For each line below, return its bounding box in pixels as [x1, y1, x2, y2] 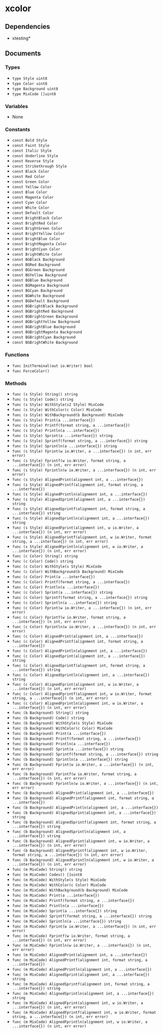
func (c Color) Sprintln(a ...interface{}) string [12, 600, 117, 605]
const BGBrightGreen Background [12, 314, 78, 319]
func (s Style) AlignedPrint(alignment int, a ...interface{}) [12, 477, 144, 482]
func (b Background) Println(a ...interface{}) [12, 741, 110, 746]
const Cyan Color [12, 200, 48, 205]
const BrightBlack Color [12, 216, 63, 221]
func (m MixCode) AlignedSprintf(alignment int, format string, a [12, 981, 150, 987]
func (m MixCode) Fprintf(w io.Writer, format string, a [12, 934, 130, 938]
